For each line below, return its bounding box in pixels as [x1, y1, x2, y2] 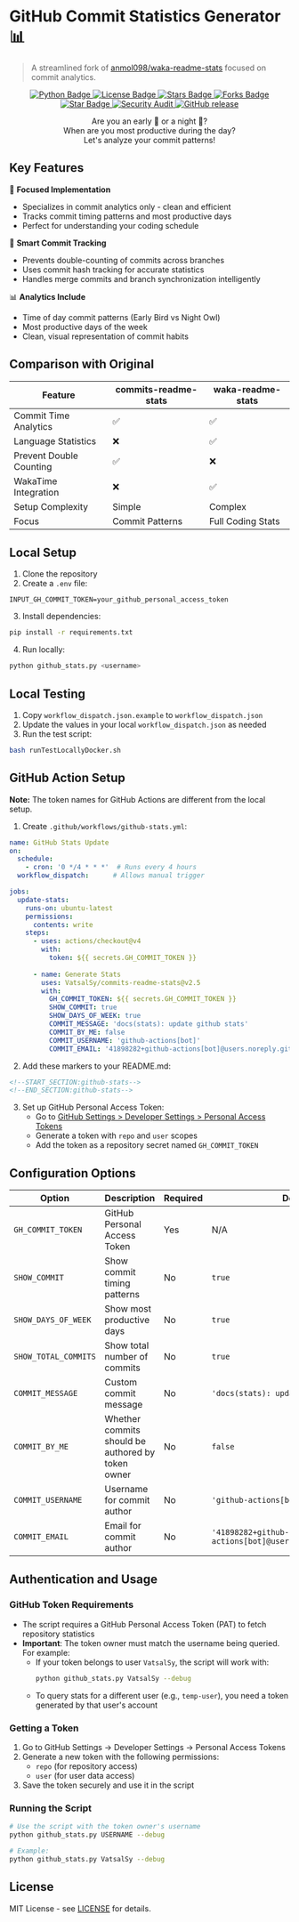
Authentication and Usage [9, 1572, 158, 1587]
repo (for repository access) [35, 1760, 138, 1772]
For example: [21, 1647, 70, 1658]
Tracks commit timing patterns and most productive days [21, 211, 232, 222]
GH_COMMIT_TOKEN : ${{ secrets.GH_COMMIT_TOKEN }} [48, 995, 238, 1004]
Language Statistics [13, 434, 96, 447]
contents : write [32, 920, 93, 929]
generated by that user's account [35, 1700, 158, 1710]
